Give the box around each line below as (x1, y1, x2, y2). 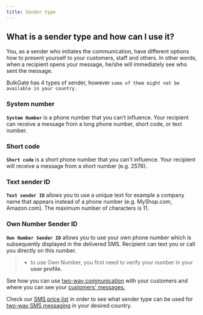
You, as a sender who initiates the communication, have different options (6, 48, 190, 55)
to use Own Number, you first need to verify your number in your (30, 258, 193, 266)
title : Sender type (6, 9, 56, 15)
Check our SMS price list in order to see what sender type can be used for (6, 295, 193, 303)
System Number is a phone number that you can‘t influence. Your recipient (6, 114, 189, 121)
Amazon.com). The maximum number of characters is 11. (6, 204, 149, 212)
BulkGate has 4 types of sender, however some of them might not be (6, 79, 180, 86)
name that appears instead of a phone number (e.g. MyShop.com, (6, 198, 173, 206)
